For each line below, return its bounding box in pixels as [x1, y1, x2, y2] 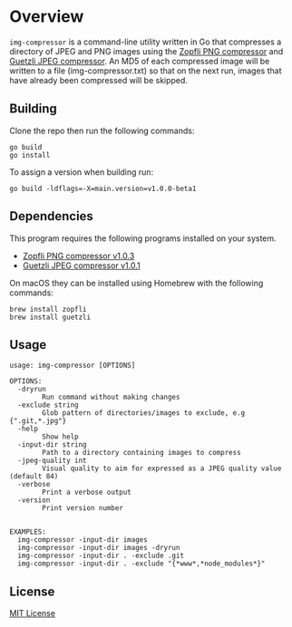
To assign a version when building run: [9, 166, 154, 178]
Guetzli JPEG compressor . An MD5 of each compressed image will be [9, 55, 270, 66]
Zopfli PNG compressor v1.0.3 [22, 250, 135, 261]
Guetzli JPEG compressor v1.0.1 [22, 260, 141, 271]
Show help [42, 432, 79, 441]
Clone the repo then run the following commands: [9, 125, 195, 136]
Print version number [42, 504, 124, 513]
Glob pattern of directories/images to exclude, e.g [42, 409, 246, 418]
